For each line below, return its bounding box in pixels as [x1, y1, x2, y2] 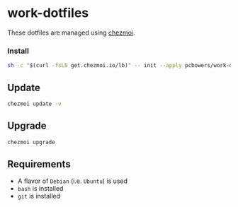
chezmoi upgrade [7, 138, 55, 146]
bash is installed [17, 184, 64, 193]
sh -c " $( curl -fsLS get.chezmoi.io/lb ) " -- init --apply [7, 62, 182, 69]
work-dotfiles [7, 5, 89, 21]
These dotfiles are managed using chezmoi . [7, 28, 136, 37]
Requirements [7, 158, 71, 170]
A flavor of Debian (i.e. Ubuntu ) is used [17, 177, 128, 185]
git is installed [17, 192, 61, 201]
